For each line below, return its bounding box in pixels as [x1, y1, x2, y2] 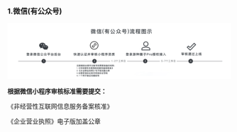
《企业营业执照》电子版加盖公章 [7, 117, 101, 126]
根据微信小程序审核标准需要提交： [7, 87, 107, 96]
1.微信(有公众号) [7, 6, 62, 16]
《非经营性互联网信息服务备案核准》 [7, 102, 114, 111]
